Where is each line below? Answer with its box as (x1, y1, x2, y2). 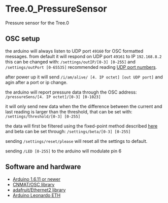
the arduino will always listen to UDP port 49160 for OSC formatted (5, 48, 144, 54)
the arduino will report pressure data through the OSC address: (5, 89, 137, 95)
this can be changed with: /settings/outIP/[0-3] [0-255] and (5, 59, 136, 65)
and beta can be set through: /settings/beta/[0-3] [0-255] (5, 128, 131, 134)
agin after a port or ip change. (5, 79, 68, 85)
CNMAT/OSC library (12, 181, 55, 187)
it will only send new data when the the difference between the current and (5, 103, 162, 109)
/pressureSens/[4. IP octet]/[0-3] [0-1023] (5, 94, 101, 99)
